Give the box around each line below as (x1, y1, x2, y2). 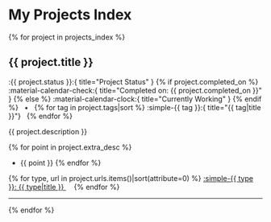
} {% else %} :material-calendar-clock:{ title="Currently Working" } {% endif (8, 94, 262, 104)
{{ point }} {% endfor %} (19, 158, 102, 167)
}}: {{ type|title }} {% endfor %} (8, 182, 120, 191)
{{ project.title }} (8, 55, 94, 69)
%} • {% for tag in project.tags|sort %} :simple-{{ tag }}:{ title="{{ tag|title (8, 102, 261, 112)
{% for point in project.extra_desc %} (8, 142, 132, 152)
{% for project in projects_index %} (8, 32, 126, 42)
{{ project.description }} (8, 126, 88, 136)
